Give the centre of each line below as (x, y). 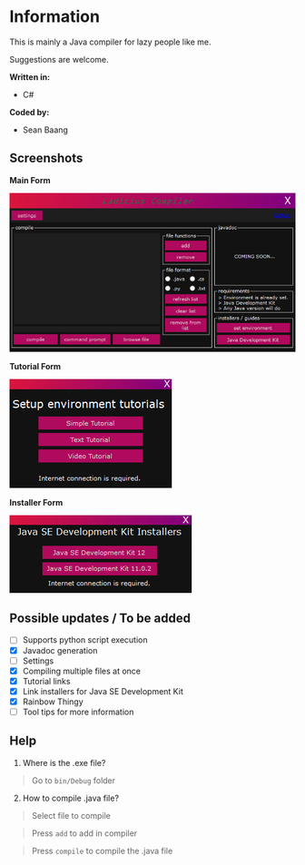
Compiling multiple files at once (82, 671)
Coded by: (30, 112)
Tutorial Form (35, 366)
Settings (38, 661)
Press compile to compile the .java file (102, 850)
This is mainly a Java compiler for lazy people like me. (110, 42)
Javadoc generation (60, 650)
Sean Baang (45, 130)
